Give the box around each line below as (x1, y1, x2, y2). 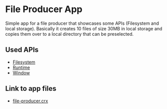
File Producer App (5, 4, 82, 15)
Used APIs (5, 45, 39, 54)
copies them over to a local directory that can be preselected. (5, 31, 134, 37)
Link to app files (5, 84, 57, 93)
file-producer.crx (12, 97, 48, 104)
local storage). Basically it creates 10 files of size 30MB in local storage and (5, 25, 163, 31)
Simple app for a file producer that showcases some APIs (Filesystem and (5, 20, 159, 26)
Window (12, 70, 30, 76)
